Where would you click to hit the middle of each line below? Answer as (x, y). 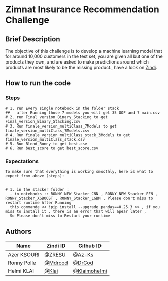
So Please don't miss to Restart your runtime (60, 216)
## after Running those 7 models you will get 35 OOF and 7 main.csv (82, 113)
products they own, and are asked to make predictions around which (77, 62)
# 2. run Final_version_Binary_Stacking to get (57, 117)
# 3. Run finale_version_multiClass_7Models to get (61, 126)
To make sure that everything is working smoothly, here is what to (79, 171)
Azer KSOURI (24, 254)
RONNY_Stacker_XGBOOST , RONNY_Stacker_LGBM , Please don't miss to (79, 198)
